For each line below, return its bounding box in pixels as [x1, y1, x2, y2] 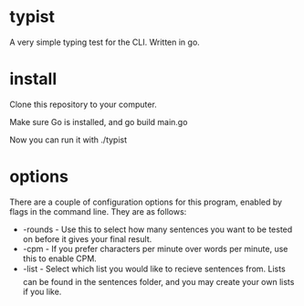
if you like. [22, 286, 62, 297]
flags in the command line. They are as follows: [9, 206, 187, 216]
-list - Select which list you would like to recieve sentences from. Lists [22, 263, 286, 274]
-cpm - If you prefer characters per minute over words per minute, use [22, 243, 288, 254]
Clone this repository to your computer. [9, 99, 157, 110]
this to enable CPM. [22, 253, 98, 264]
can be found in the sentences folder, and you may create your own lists [22, 276, 295, 287]
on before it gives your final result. [22, 233, 152, 244]
